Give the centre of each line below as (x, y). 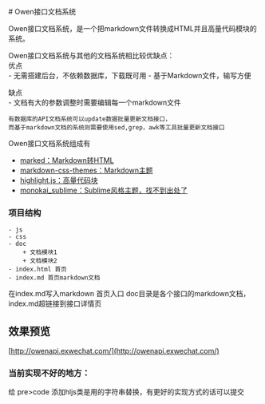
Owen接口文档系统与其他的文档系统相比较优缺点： (91, 55)
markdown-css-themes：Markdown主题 (86, 170)
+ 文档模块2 (40, 261)
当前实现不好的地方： (49, 374)
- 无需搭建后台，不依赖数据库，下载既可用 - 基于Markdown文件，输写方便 (130, 75)
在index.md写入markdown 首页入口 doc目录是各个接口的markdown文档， (129, 294)
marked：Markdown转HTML (67, 160)
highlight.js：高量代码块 (59, 180)
